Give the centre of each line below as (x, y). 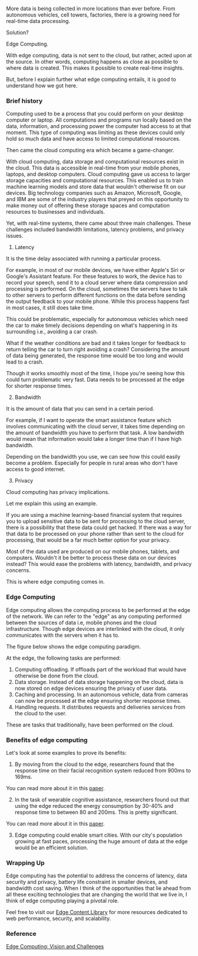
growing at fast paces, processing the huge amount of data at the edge (101, 841)
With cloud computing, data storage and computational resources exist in (95, 162)
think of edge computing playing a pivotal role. (62, 901)
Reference (21, 934)
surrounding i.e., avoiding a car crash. (52, 332)
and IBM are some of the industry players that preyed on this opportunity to (98, 199)
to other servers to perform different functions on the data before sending (96, 295)
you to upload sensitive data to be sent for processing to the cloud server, (96, 521)
